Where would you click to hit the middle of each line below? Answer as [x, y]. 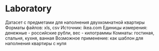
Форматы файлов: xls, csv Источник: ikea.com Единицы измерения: [76, 27]
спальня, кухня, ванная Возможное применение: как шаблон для [74, 38]
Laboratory [28, 9]
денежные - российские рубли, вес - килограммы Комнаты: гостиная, [80, 33]
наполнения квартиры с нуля [36, 43]
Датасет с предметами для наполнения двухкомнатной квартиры [75, 22]
